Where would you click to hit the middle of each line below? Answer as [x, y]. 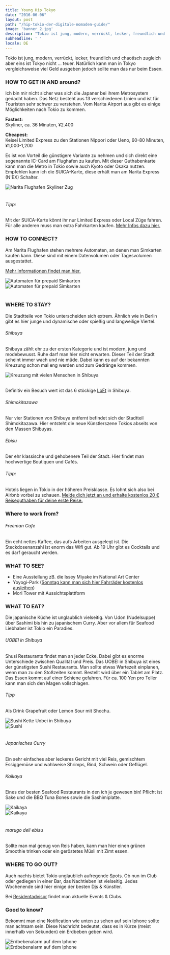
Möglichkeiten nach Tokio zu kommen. [46, 109]
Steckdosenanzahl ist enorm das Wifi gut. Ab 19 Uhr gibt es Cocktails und [82, 547]
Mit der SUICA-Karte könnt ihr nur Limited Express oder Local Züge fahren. [84, 220]
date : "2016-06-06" [26, 15]
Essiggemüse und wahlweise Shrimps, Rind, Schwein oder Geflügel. [77, 764]
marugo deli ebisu [24, 830]
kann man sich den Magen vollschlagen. [48, 683]
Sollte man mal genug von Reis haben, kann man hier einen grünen [75, 846]
